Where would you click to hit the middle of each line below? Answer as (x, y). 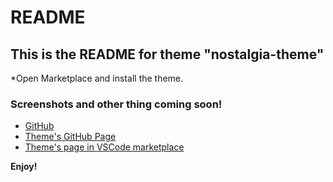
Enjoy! (24, 167)
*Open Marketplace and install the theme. (97, 78)
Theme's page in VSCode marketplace (104, 147)
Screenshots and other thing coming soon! (116, 104)
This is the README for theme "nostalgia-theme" (167, 54)
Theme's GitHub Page (70, 137)
